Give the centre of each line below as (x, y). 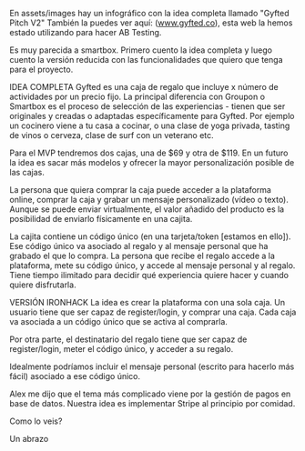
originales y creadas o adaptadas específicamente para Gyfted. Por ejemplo (152, 116)
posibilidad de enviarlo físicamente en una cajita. (101, 219)
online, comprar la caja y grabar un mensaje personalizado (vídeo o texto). (149, 200)
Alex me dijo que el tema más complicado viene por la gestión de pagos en (150, 394)
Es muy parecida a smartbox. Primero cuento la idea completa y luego (141, 50)
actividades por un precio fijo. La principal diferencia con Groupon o (137, 96)
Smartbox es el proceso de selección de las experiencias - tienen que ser (147, 106)
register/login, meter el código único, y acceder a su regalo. (122, 349)
